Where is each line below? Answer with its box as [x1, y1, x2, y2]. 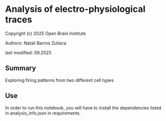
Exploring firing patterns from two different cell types [5, 77, 114, 83]
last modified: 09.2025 [5, 50, 52, 56]
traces [5, 14, 32, 25]
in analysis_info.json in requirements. [5, 110, 81, 116]
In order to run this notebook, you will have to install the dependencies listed [5, 105, 162, 111]
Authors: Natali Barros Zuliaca [5, 40, 67, 46]
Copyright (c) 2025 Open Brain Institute [5, 30, 86, 36]
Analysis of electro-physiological [5, 3, 146, 15]
